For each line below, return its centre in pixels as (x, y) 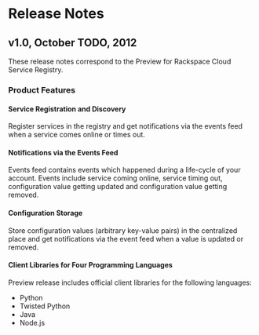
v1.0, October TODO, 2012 (73, 43)
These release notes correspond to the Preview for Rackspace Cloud (120, 61)
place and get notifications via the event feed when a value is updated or (126, 239)
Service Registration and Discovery (67, 109)
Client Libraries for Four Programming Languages (90, 265)
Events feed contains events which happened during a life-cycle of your (124, 170)
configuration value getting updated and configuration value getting (118, 187)
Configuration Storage (46, 213)
